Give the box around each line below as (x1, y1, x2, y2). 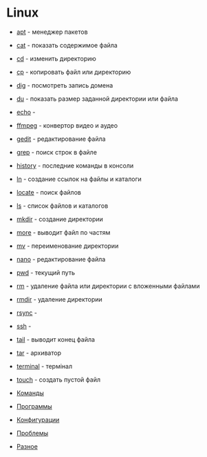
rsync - (16, 309, 37, 317)
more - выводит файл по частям (16, 228, 111, 236)
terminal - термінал (16, 362, 73, 370)
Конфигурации (16, 416, 60, 424)
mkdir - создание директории (16, 215, 104, 223)
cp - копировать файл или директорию (16, 68, 131, 76)
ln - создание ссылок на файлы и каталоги (16, 175, 142, 183)
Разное (16, 442, 39, 450)
